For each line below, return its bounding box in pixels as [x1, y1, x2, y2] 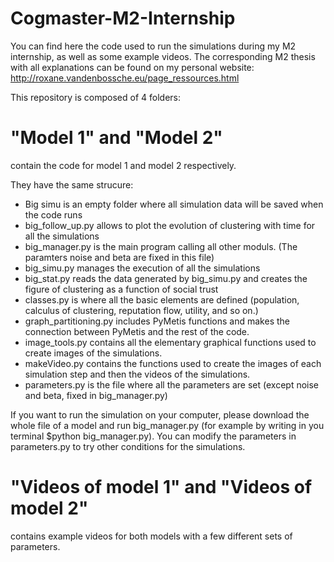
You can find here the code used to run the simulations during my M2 [10, 40, 297, 52]
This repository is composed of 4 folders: [10, 91, 181, 103]
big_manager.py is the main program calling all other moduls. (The [24, 240, 298, 252]
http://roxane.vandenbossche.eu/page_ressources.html [10, 72, 240, 84]
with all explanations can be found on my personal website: [10, 61, 255, 73]
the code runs [24, 208, 83, 221]
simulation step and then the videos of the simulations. [24, 368, 251, 380]
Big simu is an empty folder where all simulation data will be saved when [24, 198, 324, 210]
